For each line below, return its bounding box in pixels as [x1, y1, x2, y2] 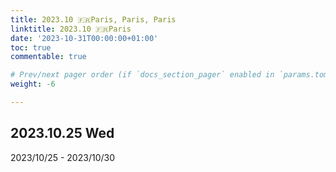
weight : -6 [10, 79, 56, 90]
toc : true [10, 42, 52, 53]
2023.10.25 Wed [10, 125, 115, 142]
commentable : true [10, 52, 87, 62]
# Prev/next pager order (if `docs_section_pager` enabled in [10, 70, 275, 80]
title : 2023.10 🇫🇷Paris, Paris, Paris [10, 14, 177, 25]
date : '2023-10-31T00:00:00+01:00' [10, 33, 159, 43]
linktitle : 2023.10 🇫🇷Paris [10, 24, 132, 34]
